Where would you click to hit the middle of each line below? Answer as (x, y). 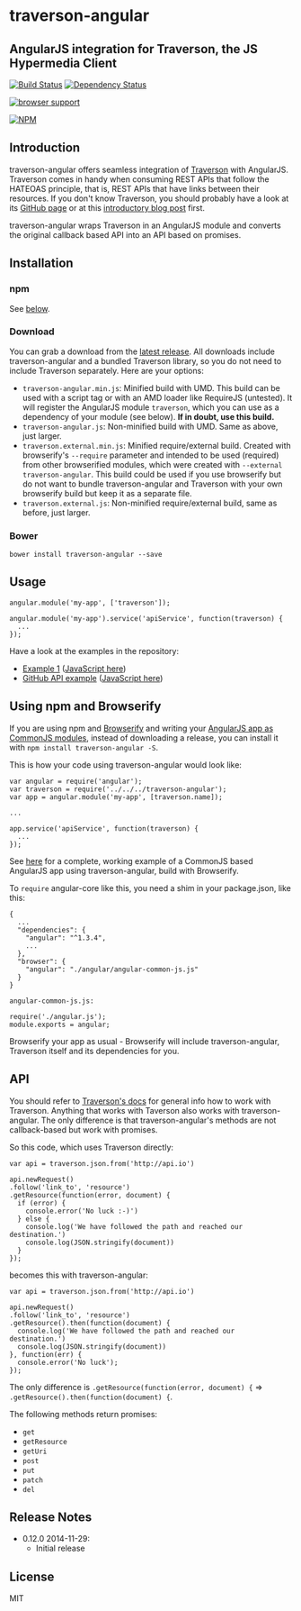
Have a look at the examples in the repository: (94, 651)
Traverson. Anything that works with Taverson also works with (124, 1110)
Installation (41, 264)
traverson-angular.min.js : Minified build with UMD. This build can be (151, 387)
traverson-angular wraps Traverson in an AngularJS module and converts (145, 225)
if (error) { (42, 1203)
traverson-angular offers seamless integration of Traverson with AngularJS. (149, 169)
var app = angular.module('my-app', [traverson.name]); (116, 797)
